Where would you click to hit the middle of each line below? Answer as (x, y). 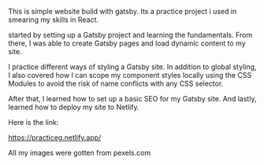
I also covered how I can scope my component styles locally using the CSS (130, 75)
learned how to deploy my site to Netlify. (74, 107)
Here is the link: (33, 122)
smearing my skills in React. (54, 20)
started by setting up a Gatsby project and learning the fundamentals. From (130, 35)
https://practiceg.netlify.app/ (55, 137)
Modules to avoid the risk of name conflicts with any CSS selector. (116, 83)
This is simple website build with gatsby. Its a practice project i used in (123, 11)
